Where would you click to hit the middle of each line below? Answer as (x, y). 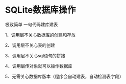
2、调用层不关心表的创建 (30, 45)
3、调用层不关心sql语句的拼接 (35, 55)
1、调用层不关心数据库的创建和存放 (40, 35)
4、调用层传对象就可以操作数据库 (39, 66)
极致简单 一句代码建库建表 (31, 24)
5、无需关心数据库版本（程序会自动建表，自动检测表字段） (64, 76)
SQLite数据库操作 (40, 10)
